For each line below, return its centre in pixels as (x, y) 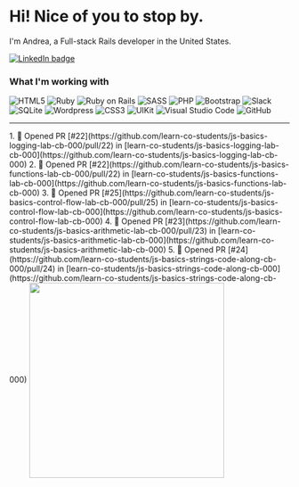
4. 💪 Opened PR (133, 221)
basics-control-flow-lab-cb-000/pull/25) (84, 202)
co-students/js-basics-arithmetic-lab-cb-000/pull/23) (108, 231)
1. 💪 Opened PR (38, 136)
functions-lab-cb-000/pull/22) (65, 174)
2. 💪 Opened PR (58, 165)
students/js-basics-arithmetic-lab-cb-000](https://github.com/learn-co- (142, 240)
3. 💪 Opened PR (71, 193)
